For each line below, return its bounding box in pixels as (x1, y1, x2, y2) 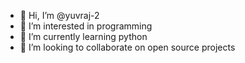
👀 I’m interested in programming (19, 20, 153, 32)
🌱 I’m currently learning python (19, 31, 148, 42)
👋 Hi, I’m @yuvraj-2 (19, 10, 100, 21)
